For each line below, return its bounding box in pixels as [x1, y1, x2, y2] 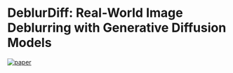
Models [7, 35, 52, 51]
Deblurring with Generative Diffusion [7, 20, 227, 36]
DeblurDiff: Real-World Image [7, 5, 184, 21]
